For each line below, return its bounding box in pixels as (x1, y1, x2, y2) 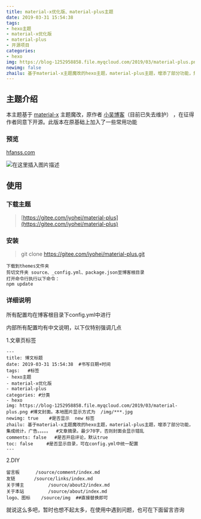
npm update (6, 281, 33, 287)
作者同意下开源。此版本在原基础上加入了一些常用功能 (6, 118, 138, 126)
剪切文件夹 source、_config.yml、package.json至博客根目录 (6, 269, 145, 276)
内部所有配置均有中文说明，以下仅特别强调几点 (6, 323, 121, 331)
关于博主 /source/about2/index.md (6, 482, 110, 488)
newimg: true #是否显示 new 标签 (6, 415, 95, 421)
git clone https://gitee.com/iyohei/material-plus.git (20, 250, 145, 258)
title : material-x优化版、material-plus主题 (6, 8, 114, 15)
